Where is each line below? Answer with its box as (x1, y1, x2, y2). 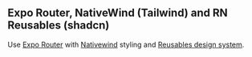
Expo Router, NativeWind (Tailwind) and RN (7, 6, 228, 20)
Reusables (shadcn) (7, 19, 110, 32)
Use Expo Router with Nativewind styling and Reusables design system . (7, 40, 245, 49)
